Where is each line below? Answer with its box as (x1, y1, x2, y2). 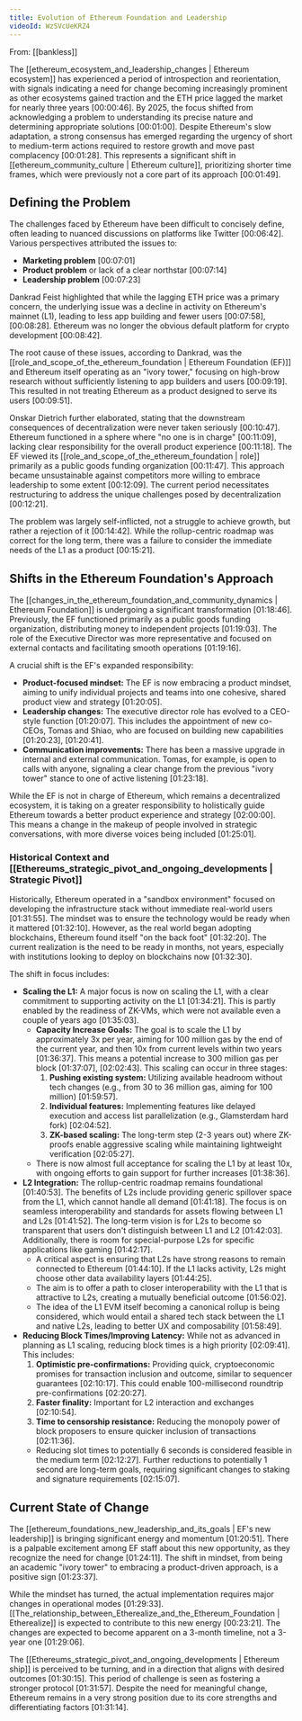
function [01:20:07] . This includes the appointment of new (42, 716, 258, 727)
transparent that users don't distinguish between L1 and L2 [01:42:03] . (22, 1225, 283, 1236)
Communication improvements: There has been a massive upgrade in (22, 744, 286, 756)
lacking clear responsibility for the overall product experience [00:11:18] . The (9, 442, 293, 453)
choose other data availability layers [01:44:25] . (35, 1273, 213, 1284)
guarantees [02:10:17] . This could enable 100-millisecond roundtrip (35, 1378, 284, 1389)
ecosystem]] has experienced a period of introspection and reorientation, (9, 73, 281, 84)
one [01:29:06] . (27, 1636, 85, 1647)
